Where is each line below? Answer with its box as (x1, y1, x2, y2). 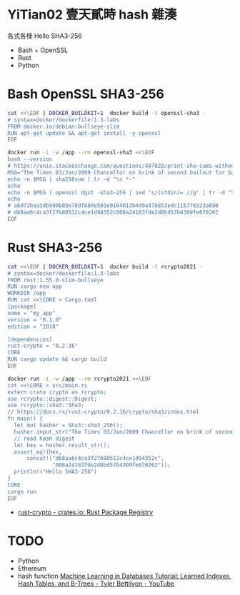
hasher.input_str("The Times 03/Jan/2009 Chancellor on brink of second (14, 428, 235, 436)
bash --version (7, 156, 53, 163)
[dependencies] (7, 336, 53, 343)
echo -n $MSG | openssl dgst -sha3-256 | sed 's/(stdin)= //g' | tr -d (7, 189, 225, 196)
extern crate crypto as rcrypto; (7, 389, 107, 396)
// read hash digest (14, 435, 75, 442)
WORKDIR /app (7, 290, 46, 297)
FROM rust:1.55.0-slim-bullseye (7, 276, 104, 284)
